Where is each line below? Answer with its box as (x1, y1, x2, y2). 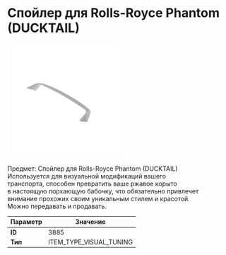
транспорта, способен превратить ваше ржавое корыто (7, 179, 178, 188)
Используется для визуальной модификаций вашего (7, 171, 167, 180)
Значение (75, 217, 106, 226)
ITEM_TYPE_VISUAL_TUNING (48, 237, 133, 246)
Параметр (10, 217, 42, 226)
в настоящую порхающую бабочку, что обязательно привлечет (7, 186, 199, 195)
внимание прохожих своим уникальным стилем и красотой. (7, 194, 191, 203)
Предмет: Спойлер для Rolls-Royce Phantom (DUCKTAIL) (7, 164, 178, 173)
